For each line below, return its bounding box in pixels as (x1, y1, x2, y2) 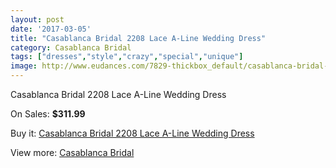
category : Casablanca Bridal (10, 42, 132, 53)
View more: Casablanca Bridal (10, 147, 135, 158)
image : (10, 61, 38, 71)
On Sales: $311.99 (10, 108, 86, 120)
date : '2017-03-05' (10, 24, 92, 34)
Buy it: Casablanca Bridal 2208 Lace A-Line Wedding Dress (10, 127, 255, 139)
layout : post (10, 14, 65, 25)
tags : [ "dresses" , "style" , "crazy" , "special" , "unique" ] (10, 52, 244, 62)
